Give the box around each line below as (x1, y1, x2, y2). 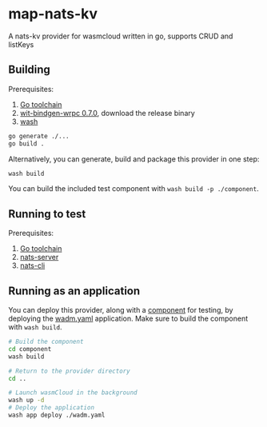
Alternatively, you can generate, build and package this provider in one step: (8, 154, 260, 164)
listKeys (8, 39, 34, 49)
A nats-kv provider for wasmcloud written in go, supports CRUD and (8, 31, 233, 41)
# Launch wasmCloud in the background (8, 389, 137, 397)
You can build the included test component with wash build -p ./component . (8, 184, 259, 194)
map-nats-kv (8, 5, 98, 23)
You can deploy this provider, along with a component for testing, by (8, 305, 233, 314)
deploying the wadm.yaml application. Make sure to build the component (8, 313, 249, 323)
